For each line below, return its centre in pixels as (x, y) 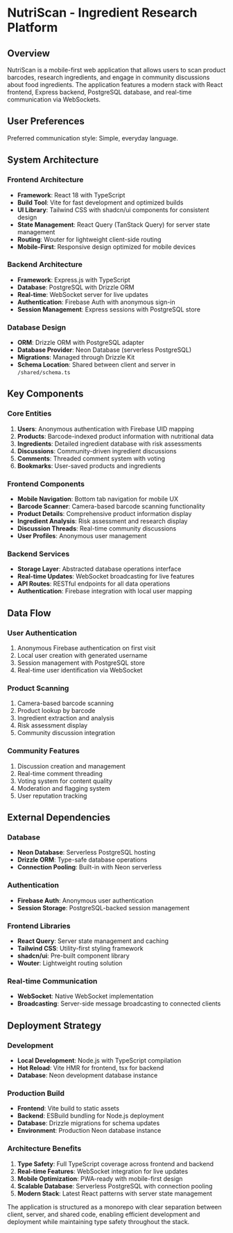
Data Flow (29, 613)
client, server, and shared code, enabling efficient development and (104, 1214)
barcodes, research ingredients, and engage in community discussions (109, 77)
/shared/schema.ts (44, 373)
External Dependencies (59, 817)
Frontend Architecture (45, 180)
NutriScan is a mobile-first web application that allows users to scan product (116, 70)
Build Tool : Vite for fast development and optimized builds (100, 202)
